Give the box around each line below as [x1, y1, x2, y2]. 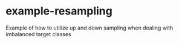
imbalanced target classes [5, 30, 71, 37]
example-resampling [5, 4, 112, 18]
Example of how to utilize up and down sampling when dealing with [5, 24, 174, 31]
